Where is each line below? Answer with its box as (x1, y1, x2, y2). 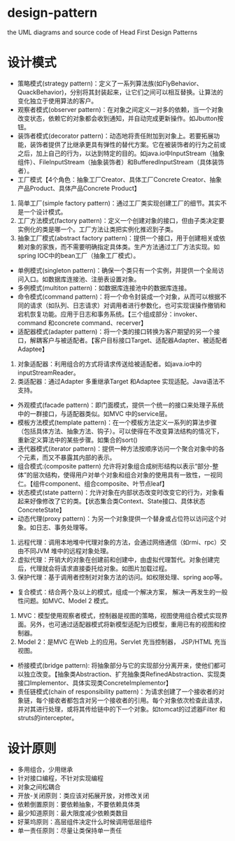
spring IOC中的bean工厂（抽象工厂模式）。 (17, 251, 140, 259)
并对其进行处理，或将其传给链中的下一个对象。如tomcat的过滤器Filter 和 (17, 705, 226, 713)
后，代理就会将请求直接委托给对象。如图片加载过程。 (17, 564, 171, 573)
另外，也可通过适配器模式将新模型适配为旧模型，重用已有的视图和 (29, 620, 220, 628)
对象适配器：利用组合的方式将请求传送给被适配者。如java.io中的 (17, 359, 202, 368)
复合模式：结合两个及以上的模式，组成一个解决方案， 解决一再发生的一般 (17, 587, 228, 596)
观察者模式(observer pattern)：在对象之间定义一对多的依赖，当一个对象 (17, 105, 224, 113)
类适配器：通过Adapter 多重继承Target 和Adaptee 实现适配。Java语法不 (17, 377, 225, 385)
